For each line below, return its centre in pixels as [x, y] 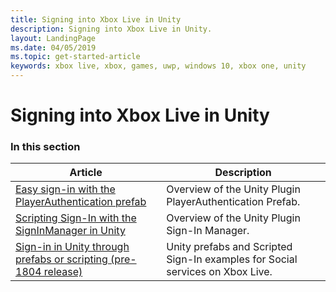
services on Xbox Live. [219, 272]
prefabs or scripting [61, 259]
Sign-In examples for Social [232, 259]
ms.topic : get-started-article [75, 57]
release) [63, 272]
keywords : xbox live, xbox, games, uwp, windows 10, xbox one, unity [158, 66]
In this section [45, 147]
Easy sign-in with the [65, 189]
